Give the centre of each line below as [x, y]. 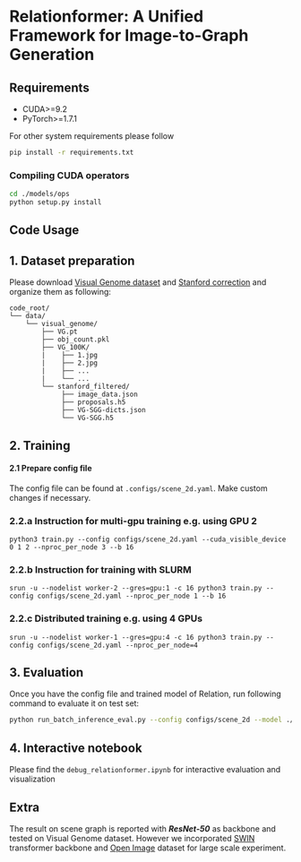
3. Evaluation [47, 672]
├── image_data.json [100, 395]
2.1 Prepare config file [51, 469]
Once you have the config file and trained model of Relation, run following [145, 694]
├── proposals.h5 [94, 402]
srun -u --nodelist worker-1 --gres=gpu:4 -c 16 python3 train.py [136, 637]
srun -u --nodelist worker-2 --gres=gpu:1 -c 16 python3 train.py [136, 589]
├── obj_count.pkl [76, 340]
